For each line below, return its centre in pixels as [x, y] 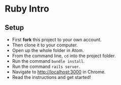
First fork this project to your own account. [57, 39]
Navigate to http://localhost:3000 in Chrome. [59, 72]
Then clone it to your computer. [45, 45]
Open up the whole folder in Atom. [48, 50]
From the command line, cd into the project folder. [64, 56]
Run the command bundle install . [48, 61]
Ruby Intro [27, 9]
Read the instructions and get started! [51, 77]
